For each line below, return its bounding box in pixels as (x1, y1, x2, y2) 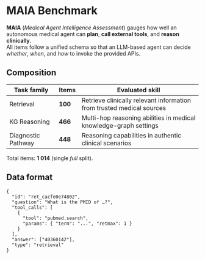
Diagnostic (9, 131, 40, 139)
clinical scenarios (81, 139, 132, 147)
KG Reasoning (9, 117, 50, 126)
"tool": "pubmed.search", (22, 215, 88, 221)
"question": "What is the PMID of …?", (12, 199, 113, 205)
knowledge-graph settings (81, 121, 159, 129)
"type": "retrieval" (12, 242, 64, 248)
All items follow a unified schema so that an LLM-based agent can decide (6, 43, 191, 51)
